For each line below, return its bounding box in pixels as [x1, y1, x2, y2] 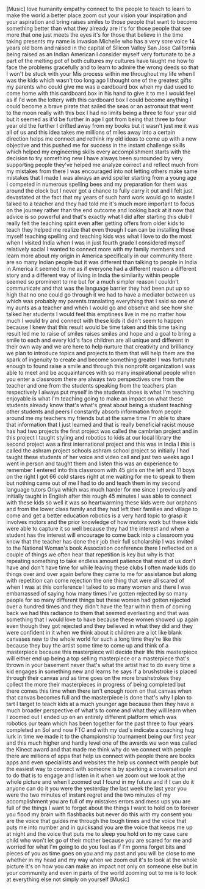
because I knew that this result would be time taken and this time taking [6, 323, 187, 331]
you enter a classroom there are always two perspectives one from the [6, 375, 184, 383]
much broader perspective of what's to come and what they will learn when [6, 707, 196, 714]
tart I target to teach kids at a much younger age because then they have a [6, 700, 194, 707]
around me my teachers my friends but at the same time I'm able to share [6, 415, 191, 421]
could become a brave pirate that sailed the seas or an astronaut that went [6, 103, 193, 109]
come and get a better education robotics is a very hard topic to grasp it [6, 512, 187, 519]
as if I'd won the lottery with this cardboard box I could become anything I [6, 96, 192, 103]
